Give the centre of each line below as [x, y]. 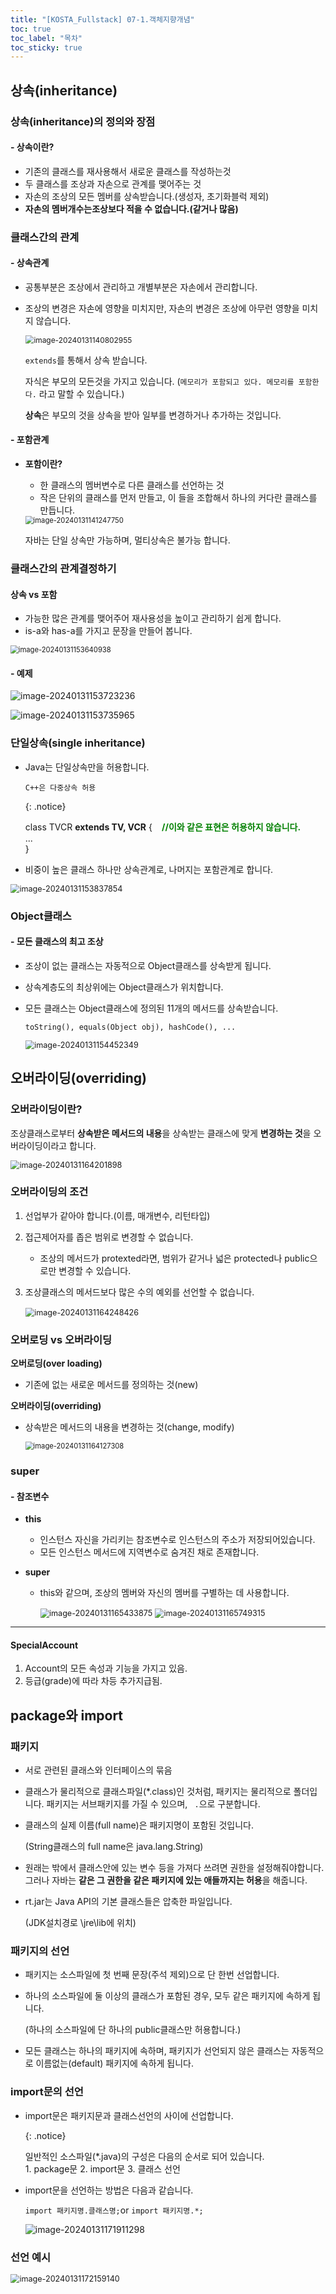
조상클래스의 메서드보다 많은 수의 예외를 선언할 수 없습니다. [139, 1292]
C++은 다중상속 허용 [60, 787]
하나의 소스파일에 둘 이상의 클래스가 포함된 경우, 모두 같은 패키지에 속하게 [167, 1996]
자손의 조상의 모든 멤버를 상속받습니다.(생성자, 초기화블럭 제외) [147, 196]
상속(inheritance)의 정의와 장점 [83, 121]
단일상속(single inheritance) [78, 743]
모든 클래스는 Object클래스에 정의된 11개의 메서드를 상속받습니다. [151, 1008]
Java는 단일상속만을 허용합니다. [87, 767]
